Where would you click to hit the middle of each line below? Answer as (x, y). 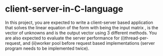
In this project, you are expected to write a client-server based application (79, 22)
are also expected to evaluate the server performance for (63, 38)
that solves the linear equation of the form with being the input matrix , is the (82, 27)
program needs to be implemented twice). (47, 48)
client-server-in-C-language (64, 9)
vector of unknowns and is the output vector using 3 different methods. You (81, 33)
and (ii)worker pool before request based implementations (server (89, 43)
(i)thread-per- (135, 38)
